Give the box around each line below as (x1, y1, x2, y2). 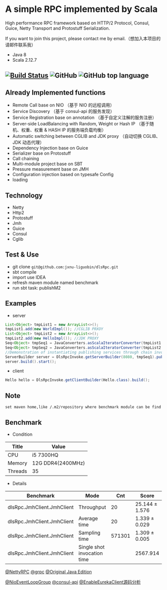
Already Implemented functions (5, 88, 106, 97)
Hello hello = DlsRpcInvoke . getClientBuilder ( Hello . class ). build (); (5, 378, 150, 383)
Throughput (79, 503, 106, 510)
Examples (5, 299, 36, 308)
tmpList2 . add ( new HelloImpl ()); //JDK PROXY (5, 336, 99, 341)
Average (79, 515, 98, 522)
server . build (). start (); (5, 359, 57, 364)
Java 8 (12, 51, 26, 58)
